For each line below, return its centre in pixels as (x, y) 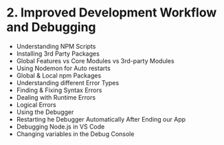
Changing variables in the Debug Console (75, 134)
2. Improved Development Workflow (112, 13)
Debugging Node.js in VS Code (60, 126)
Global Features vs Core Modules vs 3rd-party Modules (95, 60)
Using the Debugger (45, 112)
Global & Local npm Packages (59, 75)
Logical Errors (36, 104)
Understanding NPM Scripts (56, 46)
